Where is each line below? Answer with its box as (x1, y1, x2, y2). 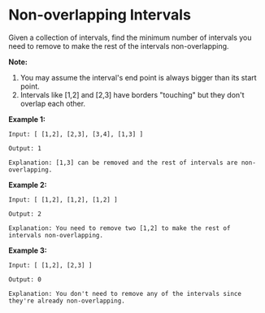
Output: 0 (8, 275, 42, 284)
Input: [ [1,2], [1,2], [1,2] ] (8, 195, 118, 204)
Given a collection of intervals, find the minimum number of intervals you (8, 33, 252, 42)
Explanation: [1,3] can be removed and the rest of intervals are (8, 159, 238, 167)
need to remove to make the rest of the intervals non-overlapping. (8, 41, 229, 50)
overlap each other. (20, 98, 86, 108)
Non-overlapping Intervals (8, 6, 191, 24)
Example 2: (8, 180, 47, 189)
